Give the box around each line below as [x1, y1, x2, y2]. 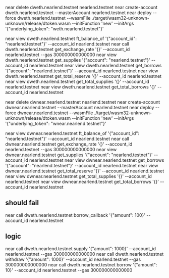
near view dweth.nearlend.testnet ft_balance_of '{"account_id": [5, 35, 137, 41]
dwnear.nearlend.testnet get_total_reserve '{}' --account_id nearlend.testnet [5, 168, 164, 174]
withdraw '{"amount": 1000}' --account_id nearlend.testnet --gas [5, 256, 141, 262]
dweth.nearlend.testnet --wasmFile [17, 15, 91, 21]
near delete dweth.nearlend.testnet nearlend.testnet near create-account [5, 5, 158, 10]
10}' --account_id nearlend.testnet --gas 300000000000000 [5, 267, 133, 273]
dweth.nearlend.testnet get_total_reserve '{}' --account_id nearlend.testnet [5, 73, 162, 79]
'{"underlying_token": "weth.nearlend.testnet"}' [5, 26, 104, 32]
